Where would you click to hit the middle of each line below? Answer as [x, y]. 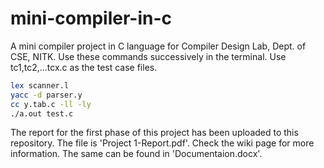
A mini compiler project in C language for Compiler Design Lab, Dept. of [158, 46]
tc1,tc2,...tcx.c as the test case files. [84, 67]
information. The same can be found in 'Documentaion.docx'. [136, 154]
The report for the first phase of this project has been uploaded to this [154, 133]
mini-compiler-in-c [91, 18]
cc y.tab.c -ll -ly [51, 104]
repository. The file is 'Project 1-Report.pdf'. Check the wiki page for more [162, 143]
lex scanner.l [40, 85]
